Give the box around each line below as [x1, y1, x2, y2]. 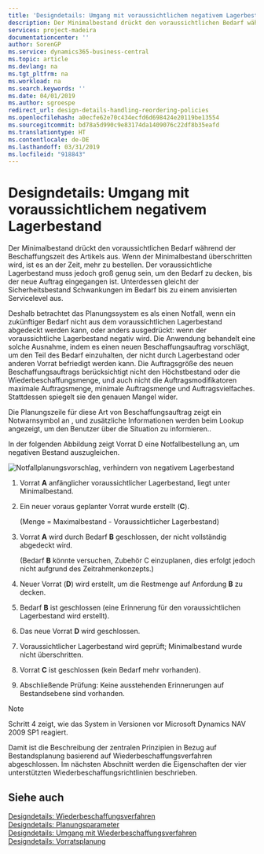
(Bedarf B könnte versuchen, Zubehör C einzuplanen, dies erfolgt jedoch [19, 555, 255, 566]
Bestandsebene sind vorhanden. [19, 689, 126, 698]
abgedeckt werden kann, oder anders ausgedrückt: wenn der [8, 325, 207, 335]
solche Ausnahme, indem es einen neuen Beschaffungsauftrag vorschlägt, [8, 343, 250, 352]
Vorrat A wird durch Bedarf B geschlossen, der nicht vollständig [19, 532, 227, 542]
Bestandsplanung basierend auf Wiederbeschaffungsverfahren [8, 751, 213, 761]
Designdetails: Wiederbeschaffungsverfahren [8, 812, 156, 821]
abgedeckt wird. [19, 541, 73, 550]
